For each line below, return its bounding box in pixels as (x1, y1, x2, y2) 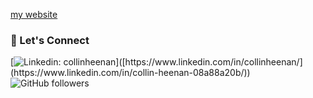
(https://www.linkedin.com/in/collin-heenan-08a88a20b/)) (10, 67, 251, 79)
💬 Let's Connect (10, 33, 90, 47)
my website (10, 9, 58, 20)
